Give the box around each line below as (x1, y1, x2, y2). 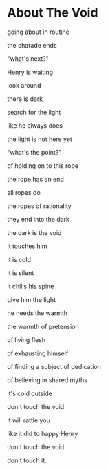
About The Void (7, 5, 98, 21)
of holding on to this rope (7, 161, 79, 170)
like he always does (7, 121, 63, 129)
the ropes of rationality (7, 202, 72, 210)
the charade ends (7, 41, 57, 49)
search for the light (7, 108, 61, 116)
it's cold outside (7, 389, 53, 397)
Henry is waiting (7, 68, 54, 76)
